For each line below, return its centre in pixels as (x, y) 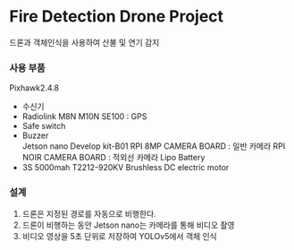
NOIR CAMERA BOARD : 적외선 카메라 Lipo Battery (113, 158)
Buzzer (35, 135)
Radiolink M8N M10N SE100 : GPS (84, 116)
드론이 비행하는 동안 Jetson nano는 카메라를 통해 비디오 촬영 (128, 225)
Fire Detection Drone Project (117, 17)
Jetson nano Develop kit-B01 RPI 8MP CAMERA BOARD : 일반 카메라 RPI (154, 146)
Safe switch (44, 126)
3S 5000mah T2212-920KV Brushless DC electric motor (126, 168)
